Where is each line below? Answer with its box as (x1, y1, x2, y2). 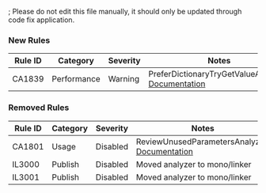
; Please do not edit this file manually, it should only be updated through (8, 7, 242, 16)
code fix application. (8, 15, 75, 25)
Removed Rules (8, 102, 70, 113)
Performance (51, 74, 101, 85)
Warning (108, 74, 140, 85)
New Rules (8, 35, 51, 46)
